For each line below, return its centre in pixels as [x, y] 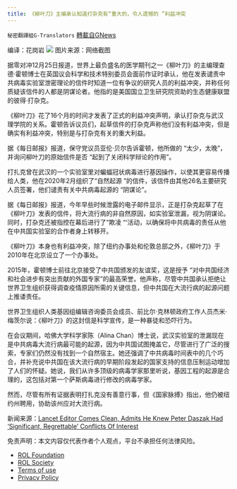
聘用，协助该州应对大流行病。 [63, 403]
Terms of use [37, 470]
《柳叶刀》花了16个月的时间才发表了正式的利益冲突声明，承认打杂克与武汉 [116, 115]
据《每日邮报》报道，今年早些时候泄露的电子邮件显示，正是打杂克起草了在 [115, 204]
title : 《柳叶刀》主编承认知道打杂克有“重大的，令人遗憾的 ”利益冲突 [97, 14]
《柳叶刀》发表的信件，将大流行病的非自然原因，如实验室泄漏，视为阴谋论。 [119, 213]
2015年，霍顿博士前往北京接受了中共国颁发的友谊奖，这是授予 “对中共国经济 [119, 270]
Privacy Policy [38, 477]
